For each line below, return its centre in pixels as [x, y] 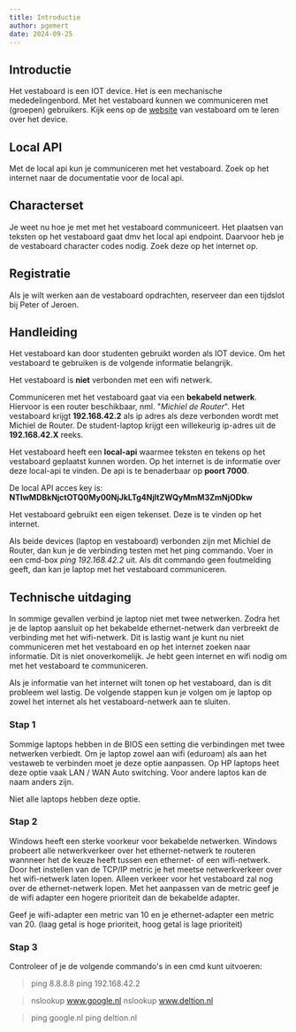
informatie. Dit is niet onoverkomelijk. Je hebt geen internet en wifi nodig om [148, 656]
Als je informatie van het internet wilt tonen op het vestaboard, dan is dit [140, 683]
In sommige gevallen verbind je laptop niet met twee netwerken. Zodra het [144, 619]
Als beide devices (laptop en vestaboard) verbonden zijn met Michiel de [140, 541]
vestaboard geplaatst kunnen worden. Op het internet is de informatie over [145, 462]
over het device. [38, 120]
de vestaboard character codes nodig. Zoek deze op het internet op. [134, 245]
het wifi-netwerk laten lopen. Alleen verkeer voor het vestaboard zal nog [141, 879]
